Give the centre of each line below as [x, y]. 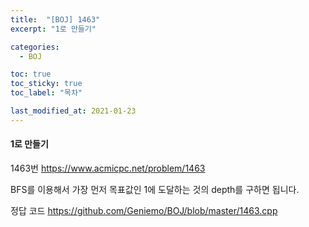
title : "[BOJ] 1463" [55, 19]
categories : [35, 47]
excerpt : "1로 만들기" [53, 29]
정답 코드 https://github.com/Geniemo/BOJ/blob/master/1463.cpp [144, 210]
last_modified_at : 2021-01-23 [73, 111]
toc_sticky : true [46, 84]
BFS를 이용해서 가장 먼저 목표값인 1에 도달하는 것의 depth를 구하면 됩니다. [155, 189]
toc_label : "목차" [46, 93]
